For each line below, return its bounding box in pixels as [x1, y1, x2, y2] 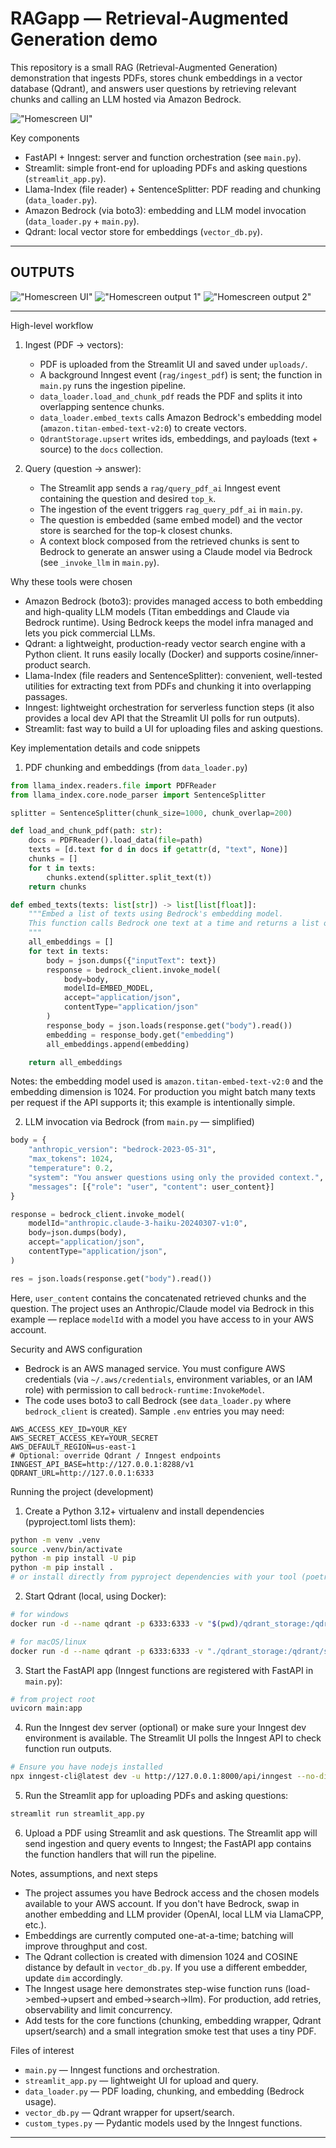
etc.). [24, 1918, 47, 1931]
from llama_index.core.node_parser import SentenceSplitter [10, 790, 267, 800]
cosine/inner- [263, 648, 319, 660]
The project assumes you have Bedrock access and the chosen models [24, 1887, 320, 1899]
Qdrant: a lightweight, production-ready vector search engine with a [24, 637, 306, 649]
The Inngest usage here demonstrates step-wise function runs [24, 1982, 283, 1994]
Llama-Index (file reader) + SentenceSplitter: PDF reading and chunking [24, 183, 321, 195]
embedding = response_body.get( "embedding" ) [46, 1030, 235, 1040]
